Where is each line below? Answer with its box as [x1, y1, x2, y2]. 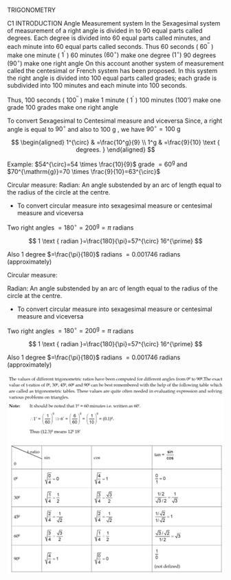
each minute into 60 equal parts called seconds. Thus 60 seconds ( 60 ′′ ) [7, 41, 214, 50]
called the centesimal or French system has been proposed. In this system [7, 66, 218, 74]
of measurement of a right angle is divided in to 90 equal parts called [7, 27, 203, 34]
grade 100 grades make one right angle [7, 103, 119, 111]
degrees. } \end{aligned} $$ [75, 146, 156, 154]
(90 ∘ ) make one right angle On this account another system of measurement [7, 58, 224, 68]
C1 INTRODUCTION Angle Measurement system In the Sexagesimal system [7, 19, 221, 27]
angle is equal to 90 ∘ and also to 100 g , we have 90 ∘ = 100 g [7, 123, 181, 133]
